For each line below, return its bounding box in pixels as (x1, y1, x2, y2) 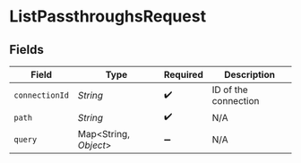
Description (223, 69, 276, 81)
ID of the (211, 83, 248, 96)
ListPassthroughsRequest (9, 6, 207, 27)
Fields (9, 42, 45, 57)
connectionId (13, 90, 70, 100)
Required (164, 69, 203, 81)
